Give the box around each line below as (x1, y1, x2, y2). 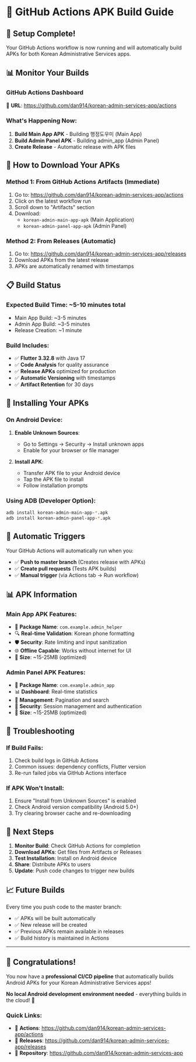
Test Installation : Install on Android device (14, 855, 117, 862)
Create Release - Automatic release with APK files (14, 143, 136, 150)
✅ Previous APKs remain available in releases (14, 928, 124, 935)
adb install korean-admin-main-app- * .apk (6, 510, 108, 515)
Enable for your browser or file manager (23, 446, 120, 453)
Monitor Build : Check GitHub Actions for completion (14, 842, 141, 849)
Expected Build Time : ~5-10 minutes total (6, 301, 126, 309)
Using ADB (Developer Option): (6, 496, 96, 504)
